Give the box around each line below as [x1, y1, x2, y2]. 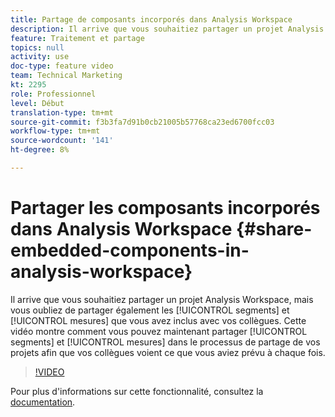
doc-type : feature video [10, 61, 114, 71]
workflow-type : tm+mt [10, 126, 101, 136]
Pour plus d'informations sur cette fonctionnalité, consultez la [10, 385, 264, 397]
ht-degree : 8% [10, 145, 70, 155]
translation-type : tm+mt [10, 107, 114, 118]
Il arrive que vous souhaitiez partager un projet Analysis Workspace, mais [10, 293, 314, 305]
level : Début [10, 98, 65, 108]
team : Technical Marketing [10, 71, 123, 81]
